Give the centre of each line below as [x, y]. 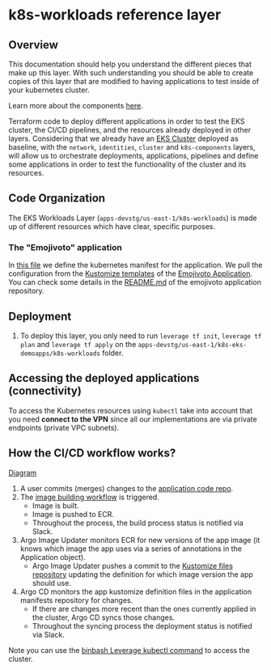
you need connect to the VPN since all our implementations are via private [133, 419]
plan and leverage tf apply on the [78, 344]
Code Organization [57, 199]
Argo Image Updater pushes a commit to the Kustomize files [132, 566]
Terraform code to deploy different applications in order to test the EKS [127, 121]
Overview [34, 45]
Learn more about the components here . [76, 106]
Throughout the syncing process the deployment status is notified [142, 625]
